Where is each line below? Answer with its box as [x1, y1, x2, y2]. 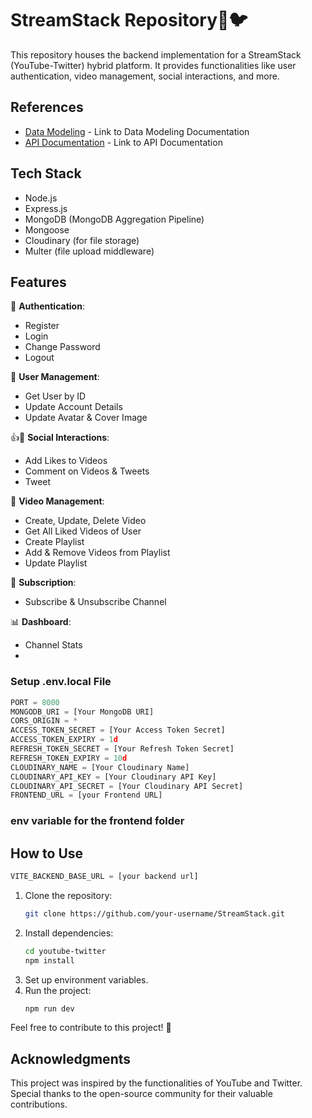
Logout [24, 352, 55, 364]
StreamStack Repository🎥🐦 [10, 9, 248, 32]
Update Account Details [24, 401, 123, 413]
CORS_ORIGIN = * [10, 716, 78, 726]
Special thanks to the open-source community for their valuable [10, 1088, 273, 1100]
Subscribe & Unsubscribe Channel [24, 596, 167, 608]
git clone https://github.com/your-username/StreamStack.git [24, 908, 286, 919]
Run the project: [24, 984, 92, 996]
